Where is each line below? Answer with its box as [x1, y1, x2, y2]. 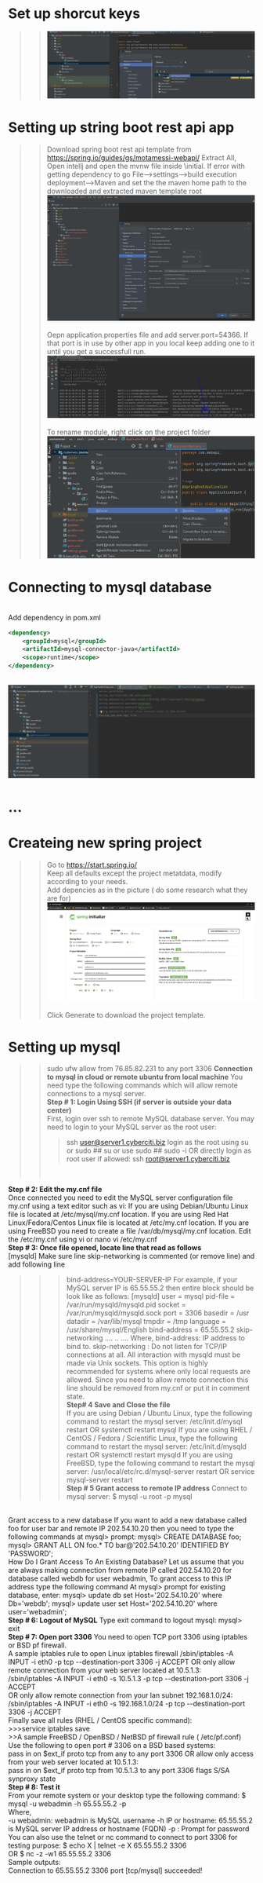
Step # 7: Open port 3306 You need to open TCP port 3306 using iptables [8, 1633, 248, 1642]
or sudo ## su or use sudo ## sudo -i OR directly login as [66, 1146, 252, 1155]
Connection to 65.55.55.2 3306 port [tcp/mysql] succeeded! [8, 1866, 203, 1875]
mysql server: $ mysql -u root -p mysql [66, 1492, 193, 1501]
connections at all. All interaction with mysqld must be [66, 1350, 241, 1359]
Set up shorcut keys [8, 5, 141, 23]
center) [46, 1106, 72, 1115]
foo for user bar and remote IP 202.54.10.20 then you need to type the [8, 1524, 235, 1534]
